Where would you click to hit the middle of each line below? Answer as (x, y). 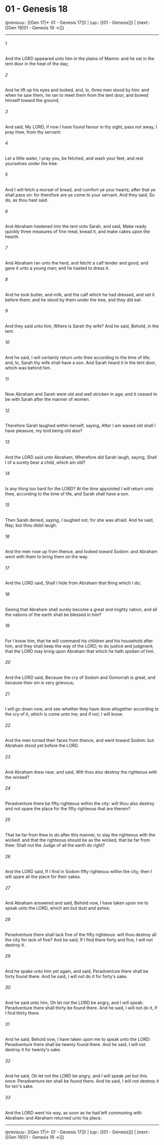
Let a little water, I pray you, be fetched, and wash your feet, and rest (74, 158)
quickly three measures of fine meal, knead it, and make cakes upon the (78, 232)
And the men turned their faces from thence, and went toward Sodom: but (80, 740)
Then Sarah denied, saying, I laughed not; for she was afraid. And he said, (80, 520)
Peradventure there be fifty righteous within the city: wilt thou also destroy (80, 803)
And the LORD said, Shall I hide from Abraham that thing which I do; (73, 583)
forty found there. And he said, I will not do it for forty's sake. (66, 976)
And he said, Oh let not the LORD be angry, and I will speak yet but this (76, 1076)
